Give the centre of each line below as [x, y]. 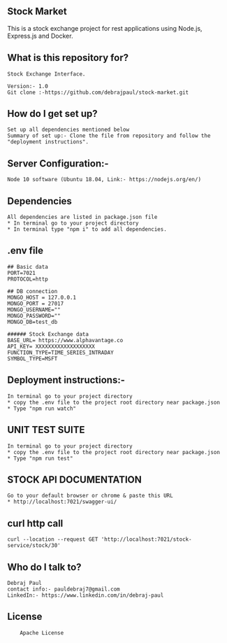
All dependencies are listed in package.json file [82, 217]
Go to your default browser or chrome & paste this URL [90, 496]
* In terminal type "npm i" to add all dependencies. [87, 229]
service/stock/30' [34, 546]
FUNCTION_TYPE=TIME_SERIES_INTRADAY [60, 353]
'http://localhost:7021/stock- [146, 539]
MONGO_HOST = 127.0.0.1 [42, 297]
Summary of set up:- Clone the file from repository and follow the [109, 136]
